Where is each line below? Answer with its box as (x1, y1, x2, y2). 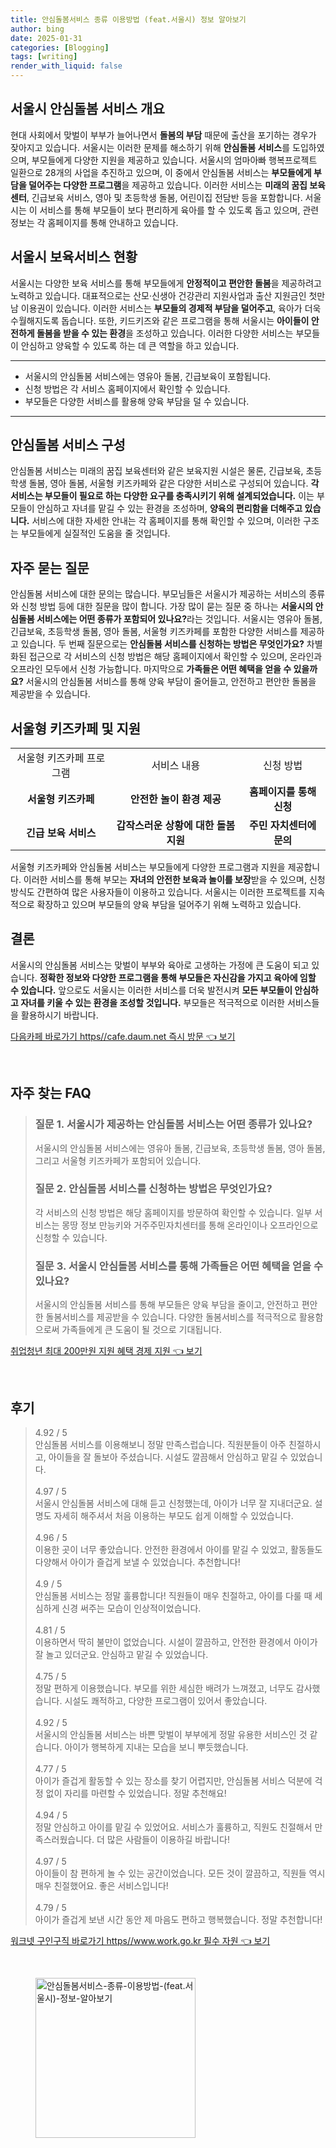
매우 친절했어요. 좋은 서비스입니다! (34, 1879, 169, 1891)
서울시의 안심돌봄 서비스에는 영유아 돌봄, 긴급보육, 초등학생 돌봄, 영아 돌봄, (34, 1142, 326, 1154)
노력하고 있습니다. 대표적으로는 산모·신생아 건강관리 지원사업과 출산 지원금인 (10, 289, 307, 301)
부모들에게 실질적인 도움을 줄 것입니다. (20, 527, 171, 540)
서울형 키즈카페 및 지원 (10, 720, 142, 737)
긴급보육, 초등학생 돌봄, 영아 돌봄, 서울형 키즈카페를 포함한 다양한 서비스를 (10, 626, 298, 638)
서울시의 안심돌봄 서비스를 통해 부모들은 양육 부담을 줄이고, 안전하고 (34, 1299, 300, 1311)
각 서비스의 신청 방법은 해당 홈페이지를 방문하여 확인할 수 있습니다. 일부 (34, 1206, 313, 1218)
